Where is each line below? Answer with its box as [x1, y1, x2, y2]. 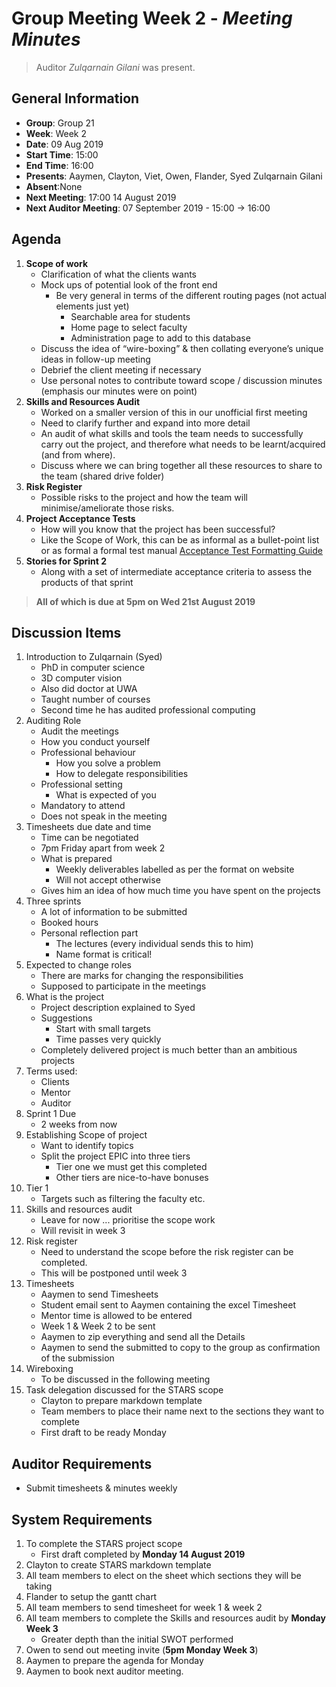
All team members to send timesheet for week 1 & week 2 [25, 1602, 263, 1613]
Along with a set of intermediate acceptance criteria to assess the [40, 565, 313, 577]
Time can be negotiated [40, 832, 139, 844]
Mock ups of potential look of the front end [40, 278, 218, 291]
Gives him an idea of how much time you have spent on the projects [40, 885, 321, 897]
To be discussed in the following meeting [40, 1373, 211, 1386]
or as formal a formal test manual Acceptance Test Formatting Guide [40, 544, 323, 556]
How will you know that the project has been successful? [40, 523, 276, 535]
